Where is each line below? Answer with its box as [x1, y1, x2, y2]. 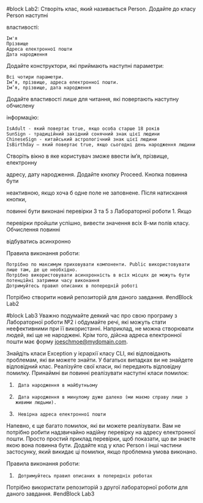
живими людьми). [15, 400, 57, 406]
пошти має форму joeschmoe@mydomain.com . [6, 338, 128, 345]
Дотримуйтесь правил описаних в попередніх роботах [18, 473, 153, 479]
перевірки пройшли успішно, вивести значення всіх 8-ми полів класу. [6, 220, 190, 226]
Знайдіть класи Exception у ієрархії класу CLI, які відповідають [6, 350, 171, 357]
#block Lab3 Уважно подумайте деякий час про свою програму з [6, 312, 177, 319]
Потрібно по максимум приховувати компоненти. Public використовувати [6, 261, 190, 267]
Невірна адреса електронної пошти [18, 411, 106, 417]
